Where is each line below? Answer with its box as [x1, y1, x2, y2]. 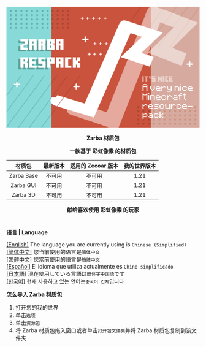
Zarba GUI [10, 181, 37, 189]
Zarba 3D [11, 191, 36, 199]
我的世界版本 [123, 162, 156, 169]
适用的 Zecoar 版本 [70, 162, 119, 169]
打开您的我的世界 [15, 304, 59, 311]
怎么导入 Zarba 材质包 [6, 291, 63, 298]
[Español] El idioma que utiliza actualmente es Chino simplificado [6, 263, 174, 270]
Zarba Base [9, 172, 39, 179]
